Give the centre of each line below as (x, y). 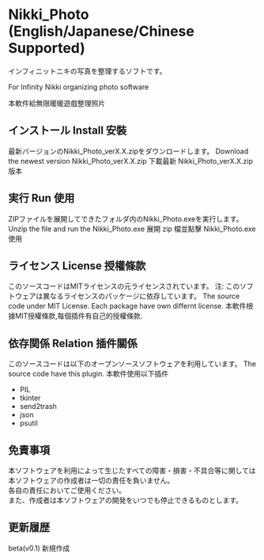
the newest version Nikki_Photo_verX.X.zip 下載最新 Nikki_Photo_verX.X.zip (131, 161)
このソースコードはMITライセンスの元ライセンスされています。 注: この (124, 286)
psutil (28, 423)
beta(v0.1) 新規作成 (39, 548)
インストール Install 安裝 (68, 131)
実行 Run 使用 (41, 198)
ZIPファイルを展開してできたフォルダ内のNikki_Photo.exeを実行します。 (126, 218)
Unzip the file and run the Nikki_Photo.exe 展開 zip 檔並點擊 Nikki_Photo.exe (132, 229)
